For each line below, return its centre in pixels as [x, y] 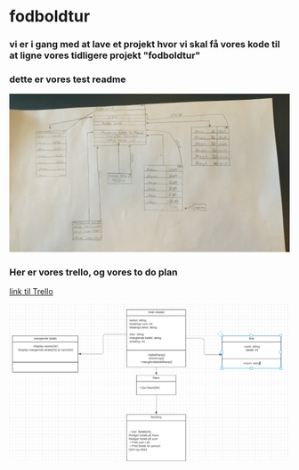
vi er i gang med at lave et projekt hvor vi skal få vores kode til [145, 45]
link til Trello [31, 292]
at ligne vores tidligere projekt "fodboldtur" [105, 55]
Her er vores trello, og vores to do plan [93, 272]
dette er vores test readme [68, 79]
